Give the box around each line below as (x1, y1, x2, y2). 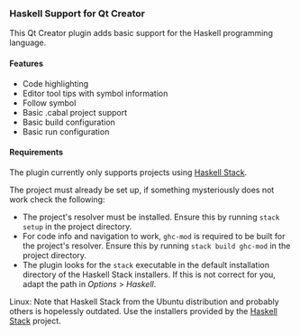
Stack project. (9, 315, 61, 326)
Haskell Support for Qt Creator (9, 7, 146, 20)
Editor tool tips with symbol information (22, 88, 168, 98)
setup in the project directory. (22, 220, 132, 232)
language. (9, 37, 47, 48)
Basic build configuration (22, 116, 115, 127)
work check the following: (9, 193, 105, 205)
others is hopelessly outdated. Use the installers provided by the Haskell (9, 305, 277, 316)
